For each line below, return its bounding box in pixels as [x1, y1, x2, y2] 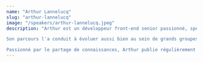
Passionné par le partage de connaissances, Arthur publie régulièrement [6, 47, 196, 53]
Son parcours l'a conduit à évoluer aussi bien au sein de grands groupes [6, 36, 199, 42]
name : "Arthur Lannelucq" [6, 8, 71, 15]
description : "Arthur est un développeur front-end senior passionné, [6, 25, 188, 32]
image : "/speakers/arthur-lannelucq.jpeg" [6, 20, 115, 26]
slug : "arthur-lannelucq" [6, 14, 71, 20]
